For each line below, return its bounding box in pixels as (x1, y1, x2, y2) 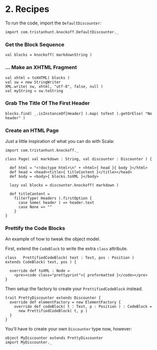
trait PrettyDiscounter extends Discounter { (5, 295, 101, 301)
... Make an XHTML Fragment (5, 64, 77, 71)
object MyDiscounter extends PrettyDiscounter (5, 336, 103, 341)
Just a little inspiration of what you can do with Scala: (5, 138, 114, 144)
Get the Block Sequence (5, 41, 65, 48)
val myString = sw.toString (5, 88, 64, 93)
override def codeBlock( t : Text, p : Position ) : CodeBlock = (14, 304, 153, 309)
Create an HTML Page (5, 127, 59, 134)
